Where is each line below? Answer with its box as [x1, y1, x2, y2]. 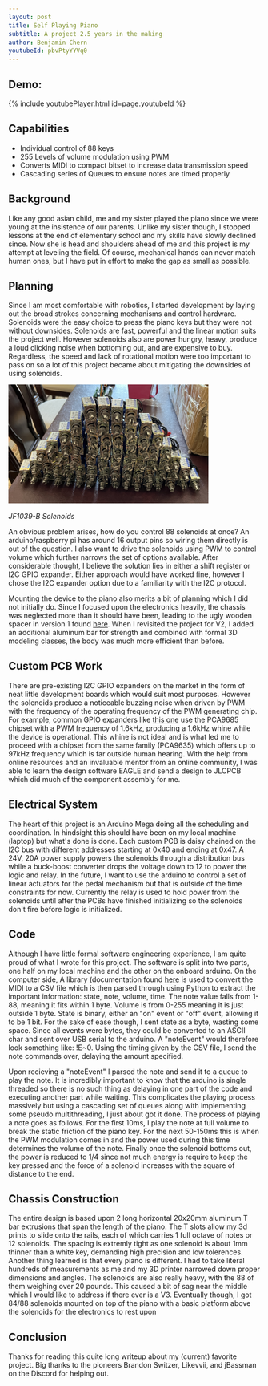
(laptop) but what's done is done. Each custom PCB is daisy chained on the [8, 836, 257, 845]
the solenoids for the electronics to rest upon [8, 1307, 157, 1317]
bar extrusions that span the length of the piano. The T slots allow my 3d [8, 1222, 248, 1231]
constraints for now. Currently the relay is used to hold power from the [8, 887, 240, 897]
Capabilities [8, 122, 70, 136]
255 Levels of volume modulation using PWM [19, 152, 170, 161]
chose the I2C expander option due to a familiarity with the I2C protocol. [8, 578, 246, 588]
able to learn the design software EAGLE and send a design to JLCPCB [8, 766, 242, 776]
